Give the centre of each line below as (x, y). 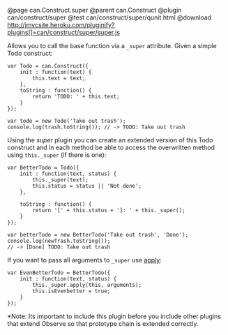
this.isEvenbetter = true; (71, 291)
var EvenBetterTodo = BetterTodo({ (59, 273)
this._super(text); (61, 180)
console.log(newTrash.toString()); (59, 241)
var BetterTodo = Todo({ (43, 167)
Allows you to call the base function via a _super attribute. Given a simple (112, 46)
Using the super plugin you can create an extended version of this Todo (110, 140)
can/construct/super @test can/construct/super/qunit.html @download (109, 17)
